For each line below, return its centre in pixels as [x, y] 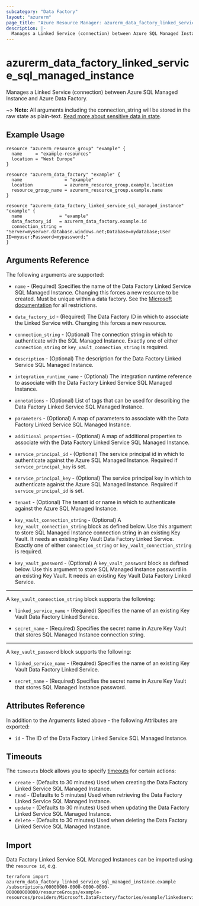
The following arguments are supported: [55, 274]
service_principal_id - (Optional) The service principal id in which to [99, 454]
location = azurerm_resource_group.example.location [92, 185]
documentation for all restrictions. [56, 305]
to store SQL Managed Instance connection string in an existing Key [97, 533]
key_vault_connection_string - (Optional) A [68, 519]
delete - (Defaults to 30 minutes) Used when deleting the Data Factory [101, 821]
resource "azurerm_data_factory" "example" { [63, 175]
